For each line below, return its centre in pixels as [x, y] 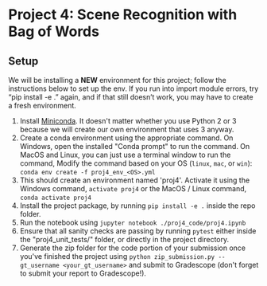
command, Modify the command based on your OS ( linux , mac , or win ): [136, 163]
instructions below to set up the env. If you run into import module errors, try [133, 88]
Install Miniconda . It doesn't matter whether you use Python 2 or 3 [128, 121]
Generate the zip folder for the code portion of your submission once [133, 248]
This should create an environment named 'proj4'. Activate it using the [135, 180]
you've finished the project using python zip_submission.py [117, 256]
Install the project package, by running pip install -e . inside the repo [137, 206]
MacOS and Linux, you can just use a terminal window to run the [125, 155]
